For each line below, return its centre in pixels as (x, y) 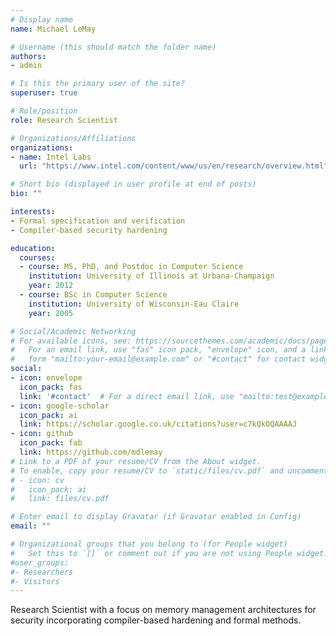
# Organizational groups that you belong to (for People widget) (149, 544)
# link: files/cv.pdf (60, 499)
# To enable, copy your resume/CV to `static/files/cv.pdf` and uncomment (169, 471)
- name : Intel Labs (51, 157)
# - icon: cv (37, 480)
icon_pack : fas (51, 387)
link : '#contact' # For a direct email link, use (127, 396)
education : (33, 248)
